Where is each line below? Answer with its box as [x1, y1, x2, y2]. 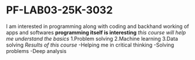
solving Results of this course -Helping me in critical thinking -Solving [6, 41, 175, 48]
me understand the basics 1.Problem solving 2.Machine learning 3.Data [6, 35, 179, 42]
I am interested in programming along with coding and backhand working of [6, 23, 189, 30]
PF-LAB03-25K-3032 [6, 3, 113, 17]
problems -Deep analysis [6, 47, 67, 54]
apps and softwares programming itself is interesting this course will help [6, 29, 186, 36]
